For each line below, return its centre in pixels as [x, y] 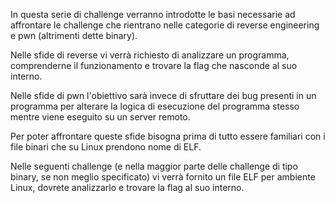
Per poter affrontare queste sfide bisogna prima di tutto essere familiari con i [168, 136]
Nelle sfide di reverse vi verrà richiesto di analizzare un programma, [150, 55]
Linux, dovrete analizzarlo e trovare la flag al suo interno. [127, 187]
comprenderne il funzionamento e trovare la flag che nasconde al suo [154, 65]
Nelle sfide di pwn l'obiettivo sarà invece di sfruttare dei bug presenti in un [163, 95]
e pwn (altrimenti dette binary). [74, 35]
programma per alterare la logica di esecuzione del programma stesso [155, 106]
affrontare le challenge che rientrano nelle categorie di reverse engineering [165, 25]
